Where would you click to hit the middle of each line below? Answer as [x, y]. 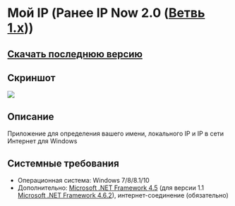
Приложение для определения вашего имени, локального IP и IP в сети [116, 134]
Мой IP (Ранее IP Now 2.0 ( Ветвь [106, 13]
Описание [31, 117]
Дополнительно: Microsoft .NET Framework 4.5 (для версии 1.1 [111, 188]
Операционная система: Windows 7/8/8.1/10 [83, 181]
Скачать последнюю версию [75, 54]
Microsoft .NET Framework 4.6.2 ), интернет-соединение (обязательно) [123, 195]
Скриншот [31, 78]
